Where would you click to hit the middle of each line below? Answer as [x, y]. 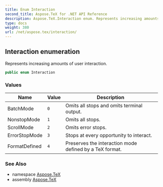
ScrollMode [21, 127]
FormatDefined [25, 146]
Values [13, 85]
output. [73, 111]
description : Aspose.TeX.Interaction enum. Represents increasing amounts [82, 18]
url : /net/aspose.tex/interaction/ [41, 32]
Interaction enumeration [42, 52]
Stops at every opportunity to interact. [109, 135]
